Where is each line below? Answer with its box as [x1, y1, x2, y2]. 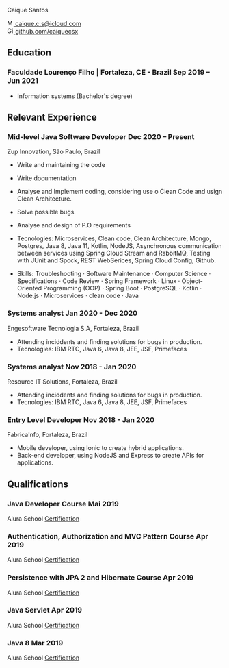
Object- [181, 277, 203, 285]
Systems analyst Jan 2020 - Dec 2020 [7, 308, 138, 318]
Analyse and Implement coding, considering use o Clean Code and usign [16, 188, 223, 196]
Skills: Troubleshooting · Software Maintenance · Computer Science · [16, 270, 211, 278]
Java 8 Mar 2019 [7, 638, 64, 647]
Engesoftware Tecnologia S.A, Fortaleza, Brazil [7, 324, 139, 332]
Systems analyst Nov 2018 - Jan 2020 [7, 362, 137, 371]
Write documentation [16, 174, 77, 182]
